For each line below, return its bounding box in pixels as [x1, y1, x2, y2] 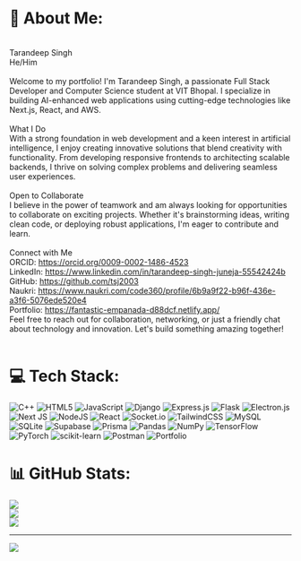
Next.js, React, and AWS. [9, 104, 101, 115]
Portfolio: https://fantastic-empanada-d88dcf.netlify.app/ [9, 304, 220, 315]
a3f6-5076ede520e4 [9, 295, 87, 306]
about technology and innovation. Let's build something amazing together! [9, 323, 284, 334]
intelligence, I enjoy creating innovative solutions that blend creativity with [9, 142, 282, 153]
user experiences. [9, 170, 76, 182]
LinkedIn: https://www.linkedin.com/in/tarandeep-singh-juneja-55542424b [9, 266, 287, 277]
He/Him [9, 56, 38, 67]
